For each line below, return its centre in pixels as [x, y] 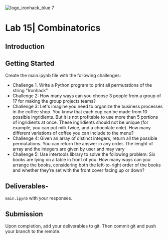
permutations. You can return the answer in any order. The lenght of [83, 144]
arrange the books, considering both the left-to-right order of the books [87, 165]
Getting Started [30, 63]
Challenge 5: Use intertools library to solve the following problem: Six [84, 154]
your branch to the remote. [33, 231]
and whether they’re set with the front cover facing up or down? [78, 170]
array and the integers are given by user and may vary [68, 149]
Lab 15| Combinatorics [53, 28]
